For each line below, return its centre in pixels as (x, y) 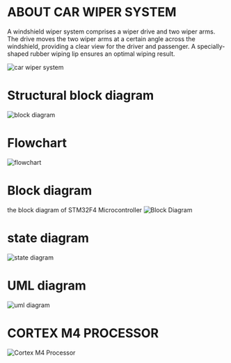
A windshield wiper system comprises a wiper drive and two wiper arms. (111, 31)
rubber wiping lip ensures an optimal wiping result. (103, 54)
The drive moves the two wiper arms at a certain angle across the (102, 38)
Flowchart (37, 143)
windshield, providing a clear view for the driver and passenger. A (102, 46)
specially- (211, 46)
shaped (18, 54)
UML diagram (47, 285)
